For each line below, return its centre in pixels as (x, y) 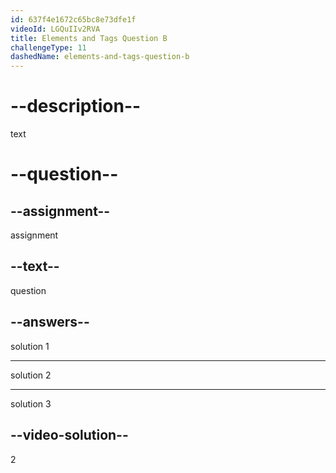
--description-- (76, 106)
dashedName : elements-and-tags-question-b (100, 57)
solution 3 (31, 403)
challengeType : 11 (48, 47)
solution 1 (30, 346)
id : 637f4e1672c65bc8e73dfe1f (73, 19)
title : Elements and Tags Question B (89, 38)
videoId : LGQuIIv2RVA (55, 29)
